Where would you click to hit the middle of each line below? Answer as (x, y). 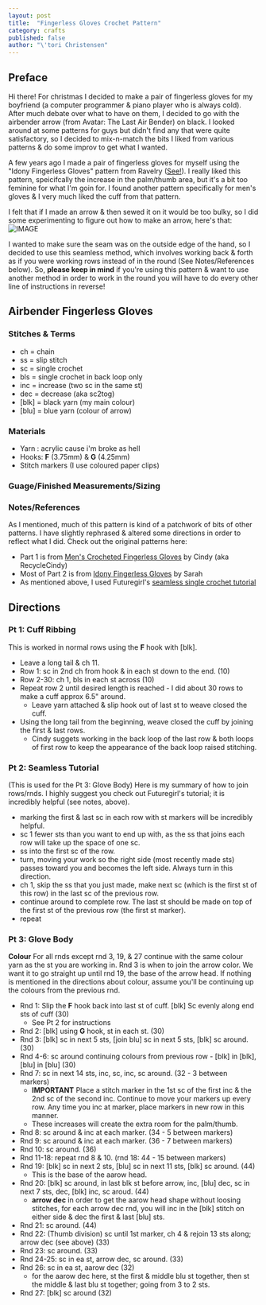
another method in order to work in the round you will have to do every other (133, 278)
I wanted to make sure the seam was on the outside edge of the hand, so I (129, 244)
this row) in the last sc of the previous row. (89, 893)
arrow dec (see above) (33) (64, 1242)
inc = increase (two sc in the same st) (81, 385)
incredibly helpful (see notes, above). (69, 802)
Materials (27, 431)
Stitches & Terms (42, 334)
